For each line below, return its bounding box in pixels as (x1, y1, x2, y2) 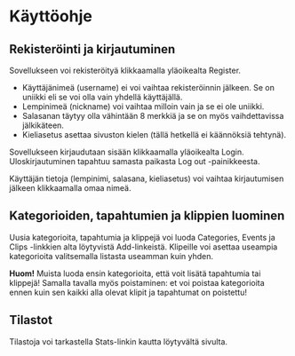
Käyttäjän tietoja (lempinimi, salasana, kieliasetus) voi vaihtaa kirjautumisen (9, 173, 284, 184)
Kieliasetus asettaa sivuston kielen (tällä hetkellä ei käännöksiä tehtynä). (21, 130, 287, 139)
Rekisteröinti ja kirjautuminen (9, 42, 176, 57)
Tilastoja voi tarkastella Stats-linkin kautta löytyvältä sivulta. (9, 336, 228, 347)
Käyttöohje (9, 6, 93, 27)
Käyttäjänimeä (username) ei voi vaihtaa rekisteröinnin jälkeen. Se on (21, 83, 275, 92)
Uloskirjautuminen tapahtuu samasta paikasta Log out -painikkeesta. (9, 156, 260, 166)
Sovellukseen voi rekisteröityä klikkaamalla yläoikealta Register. (9, 65, 242, 75)
